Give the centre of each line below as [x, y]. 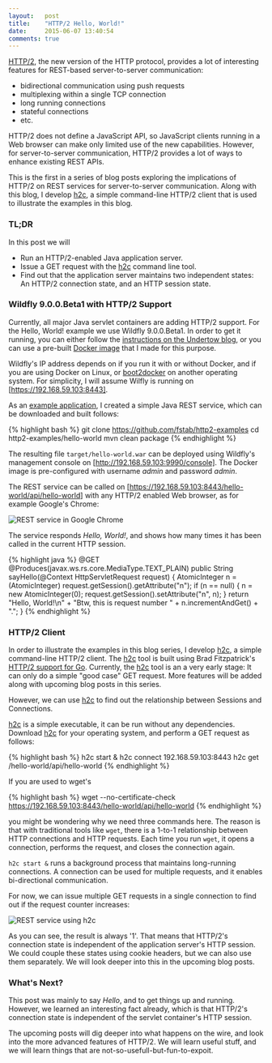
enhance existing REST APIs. [57, 162]
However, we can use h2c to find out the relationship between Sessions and [135, 700]
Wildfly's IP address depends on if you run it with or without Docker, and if [132, 363]
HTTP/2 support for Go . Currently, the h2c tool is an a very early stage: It [130, 667]
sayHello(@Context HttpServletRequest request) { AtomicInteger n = [123, 577]
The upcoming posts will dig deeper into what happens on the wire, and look [136, 1033]
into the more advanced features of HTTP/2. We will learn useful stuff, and [132, 1042]
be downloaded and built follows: [64, 413]
